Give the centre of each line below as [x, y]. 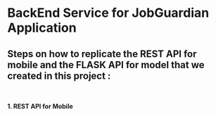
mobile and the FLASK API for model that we [106, 65]
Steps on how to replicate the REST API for [102, 54]
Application [42, 28]
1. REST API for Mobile [40, 106]
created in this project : [59, 76]
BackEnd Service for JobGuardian [108, 13]
